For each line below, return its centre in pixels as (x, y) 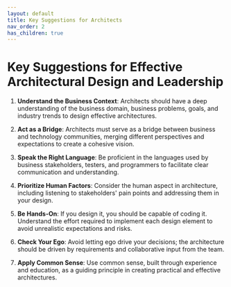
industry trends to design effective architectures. (87, 116)
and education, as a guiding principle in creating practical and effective (119, 270)
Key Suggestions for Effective (95, 67)
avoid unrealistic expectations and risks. (75, 229)
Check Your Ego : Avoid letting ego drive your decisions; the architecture (121, 242)
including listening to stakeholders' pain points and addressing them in (118, 193)
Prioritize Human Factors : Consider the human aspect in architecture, (118, 186)
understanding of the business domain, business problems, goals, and (118, 109)
